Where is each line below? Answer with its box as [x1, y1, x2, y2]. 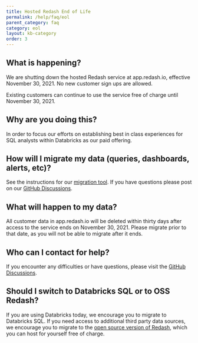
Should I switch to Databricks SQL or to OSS [6, 286, 170, 296]
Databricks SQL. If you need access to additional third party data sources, [6, 317, 186, 325]
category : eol [6, 25, 41, 31]
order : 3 [6, 36, 28, 42]
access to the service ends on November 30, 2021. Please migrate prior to [6, 224, 187, 231]
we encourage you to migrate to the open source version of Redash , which [6, 324, 187, 331]
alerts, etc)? [6, 163, 51, 173]
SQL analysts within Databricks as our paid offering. [6, 136, 133, 143]
